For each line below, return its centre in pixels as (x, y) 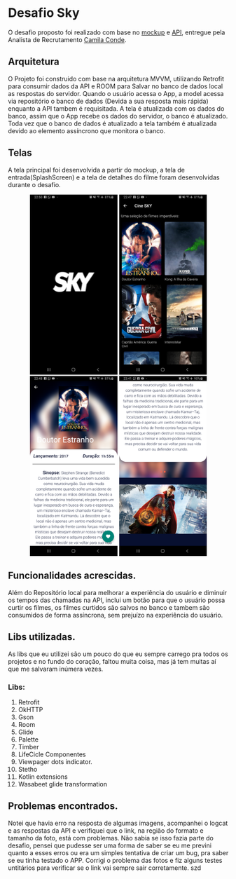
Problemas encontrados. (63, 806)
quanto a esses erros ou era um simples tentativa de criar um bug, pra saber (118, 852)
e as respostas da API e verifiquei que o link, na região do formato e (106, 830)
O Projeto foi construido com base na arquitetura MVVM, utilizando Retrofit (116, 79)
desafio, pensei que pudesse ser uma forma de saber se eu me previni (110, 845)
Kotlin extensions (43, 777)
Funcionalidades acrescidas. (72, 576)
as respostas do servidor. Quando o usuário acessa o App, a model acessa (116, 93)
